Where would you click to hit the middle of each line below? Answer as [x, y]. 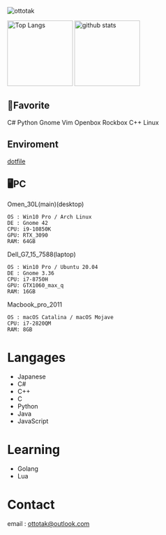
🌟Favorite [29, 106]
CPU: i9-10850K [29, 229]
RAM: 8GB [20, 330]
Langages [37, 357]
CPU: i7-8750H [28, 279]
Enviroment [33, 144]
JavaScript [33, 421]
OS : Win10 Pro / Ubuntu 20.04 [53, 267]
